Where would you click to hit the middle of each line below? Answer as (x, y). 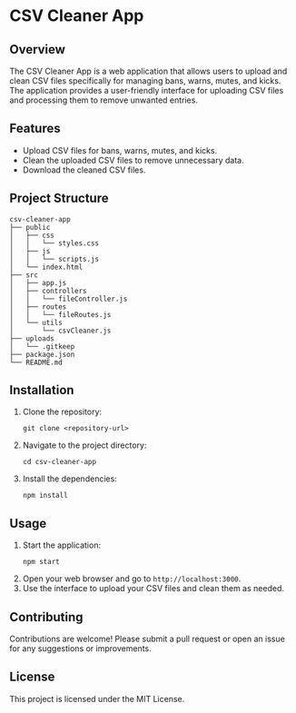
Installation (42, 390)
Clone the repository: (62, 412)
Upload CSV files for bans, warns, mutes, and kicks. (120, 150)
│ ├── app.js (38, 282)
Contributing (46, 617)
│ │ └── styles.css (54, 243)
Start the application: (62, 545)
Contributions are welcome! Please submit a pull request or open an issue (148, 639)
